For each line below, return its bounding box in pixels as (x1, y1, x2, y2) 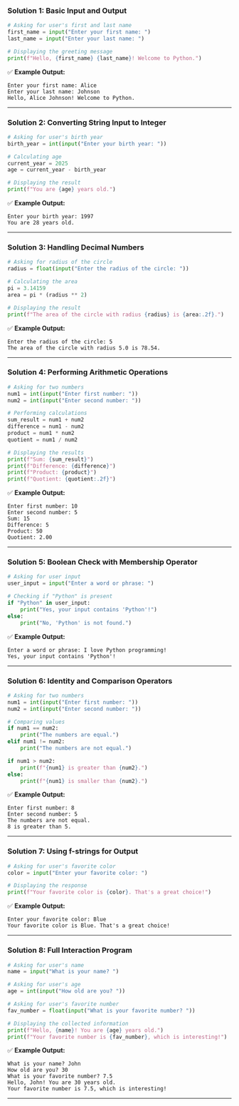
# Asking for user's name (7, 961, 84, 968)
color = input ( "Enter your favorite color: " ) (7, 869, 148, 876)
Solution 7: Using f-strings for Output (7, 846, 139, 856)
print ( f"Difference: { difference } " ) (7, 462, 116, 469)
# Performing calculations (7, 409, 87, 417)
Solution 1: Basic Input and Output (7, 6, 127, 16)
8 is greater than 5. (7, 823, 72, 831)
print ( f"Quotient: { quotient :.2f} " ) (7, 476, 116, 483)
